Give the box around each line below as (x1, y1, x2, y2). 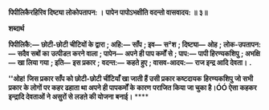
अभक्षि (244, 49, 261, 58)
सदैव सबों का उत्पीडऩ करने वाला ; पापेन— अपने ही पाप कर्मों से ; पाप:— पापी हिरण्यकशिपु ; (17, 49, 244, 58)
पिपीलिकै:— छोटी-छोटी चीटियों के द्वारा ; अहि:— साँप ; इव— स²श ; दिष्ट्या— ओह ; (8, 40, 222, 49)
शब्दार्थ (8, 24, 25, 33)
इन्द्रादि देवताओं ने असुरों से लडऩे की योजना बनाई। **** (8, 92, 149, 101)
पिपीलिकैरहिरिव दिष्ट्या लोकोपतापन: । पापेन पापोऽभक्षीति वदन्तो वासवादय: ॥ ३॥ (8, 8, 208, 17)
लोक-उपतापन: (223, 40, 261, 49)
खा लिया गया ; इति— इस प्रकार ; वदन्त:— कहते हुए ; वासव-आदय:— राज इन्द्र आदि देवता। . (17, 58, 252, 67)
